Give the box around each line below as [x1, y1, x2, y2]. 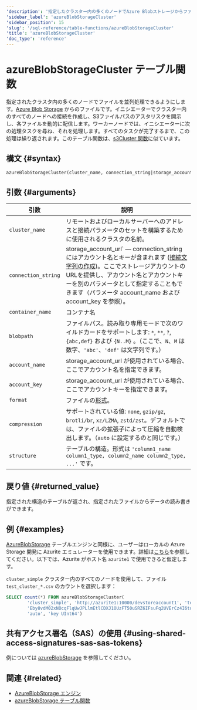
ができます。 [6, 505, 37, 512]
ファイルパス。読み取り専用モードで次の [66, 319, 178, 327]
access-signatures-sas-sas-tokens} [6, 638, 142, 648]
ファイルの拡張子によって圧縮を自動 [77, 425, 177, 433]
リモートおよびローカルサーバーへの [66, 218, 166, 226]
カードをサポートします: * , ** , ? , [83, 328, 171, 336]
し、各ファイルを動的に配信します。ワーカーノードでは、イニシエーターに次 [6, 120, 191, 127]
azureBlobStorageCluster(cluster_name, [6, 170, 104, 175]
